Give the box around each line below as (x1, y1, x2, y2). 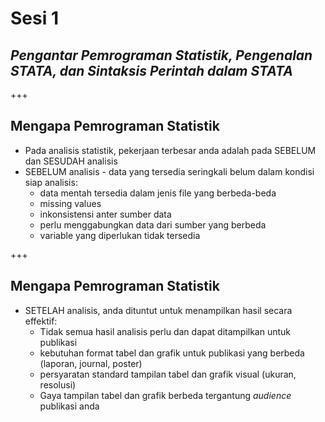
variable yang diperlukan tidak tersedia (39, 229, 201, 241)
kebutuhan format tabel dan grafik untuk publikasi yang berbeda (39, 347, 305, 359)
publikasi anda (39, 400, 100, 412)
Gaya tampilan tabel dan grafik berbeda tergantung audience (39, 389, 292, 401)
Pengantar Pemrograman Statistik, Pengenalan (10, 47, 313, 64)
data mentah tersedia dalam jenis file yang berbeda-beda (39, 187, 277, 199)
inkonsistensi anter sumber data (39, 208, 172, 220)
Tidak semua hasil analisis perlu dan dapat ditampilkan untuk (39, 325, 292, 337)
